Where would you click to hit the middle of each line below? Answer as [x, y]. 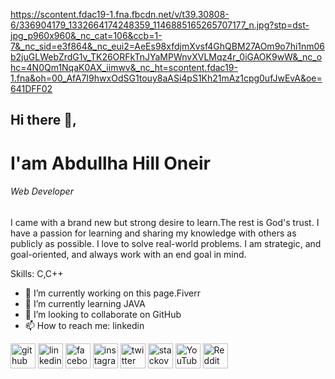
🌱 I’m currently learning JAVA [85, 303]
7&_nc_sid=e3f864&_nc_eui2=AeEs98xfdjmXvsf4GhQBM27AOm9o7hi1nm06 [168, 46]
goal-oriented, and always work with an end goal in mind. [128, 254]
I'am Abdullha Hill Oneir [110, 163]
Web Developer [42, 191]
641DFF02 [31, 88]
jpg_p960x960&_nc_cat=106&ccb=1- [86, 35]
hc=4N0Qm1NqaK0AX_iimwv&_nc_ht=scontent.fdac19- [124, 67]
